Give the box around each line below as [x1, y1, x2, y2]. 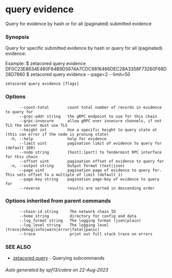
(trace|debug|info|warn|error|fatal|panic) [5, 227, 100, 232]
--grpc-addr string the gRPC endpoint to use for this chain [18, 114, 158, 119]
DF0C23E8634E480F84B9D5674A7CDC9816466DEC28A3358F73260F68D [5, 66, 167, 72]
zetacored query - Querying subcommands [12, 255, 105, 261]
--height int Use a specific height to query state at [18, 127, 158, 132]
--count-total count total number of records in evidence [18, 105, 162, 110]
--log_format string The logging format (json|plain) [18, 218, 141, 223]
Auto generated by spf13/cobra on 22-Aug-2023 [5, 267, 109, 273]
